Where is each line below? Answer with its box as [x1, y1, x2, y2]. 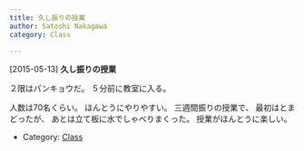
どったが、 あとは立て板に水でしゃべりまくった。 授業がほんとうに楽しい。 [9, 114, 292, 125]
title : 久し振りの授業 [9, 13, 86, 23]
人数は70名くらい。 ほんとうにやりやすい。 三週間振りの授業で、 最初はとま [9, 102, 296, 113]
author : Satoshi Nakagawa [9, 22, 107, 31]
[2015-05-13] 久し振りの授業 [9, 64, 116, 75]
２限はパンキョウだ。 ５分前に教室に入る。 [9, 83, 172, 94]
